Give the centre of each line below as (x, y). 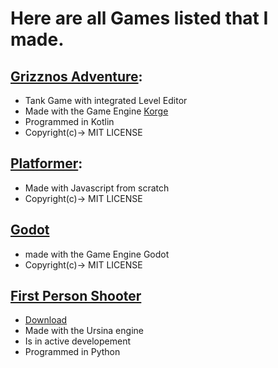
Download (46, 320)
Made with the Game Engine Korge (96, 111)
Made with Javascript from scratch (97, 188)
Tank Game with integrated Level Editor (106, 100)
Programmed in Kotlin (69, 121)
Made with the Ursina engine (84, 331)
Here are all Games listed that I (139, 18)
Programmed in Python (72, 352)
